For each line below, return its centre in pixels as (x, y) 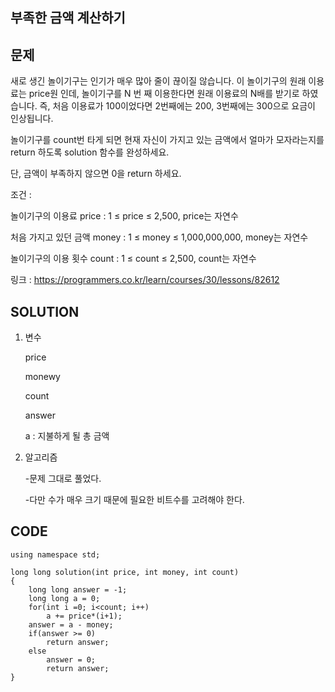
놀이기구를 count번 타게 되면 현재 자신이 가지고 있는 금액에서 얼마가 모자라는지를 (167, 140)
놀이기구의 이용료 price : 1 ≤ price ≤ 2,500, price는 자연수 (124, 216)
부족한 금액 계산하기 (68, 18)
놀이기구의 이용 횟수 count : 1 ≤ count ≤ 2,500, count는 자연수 (133, 259)
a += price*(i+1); (84, 616)
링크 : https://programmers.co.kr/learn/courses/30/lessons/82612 (145, 280)
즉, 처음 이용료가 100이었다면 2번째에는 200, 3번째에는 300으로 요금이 (177, 106)
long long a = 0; (64, 598)
